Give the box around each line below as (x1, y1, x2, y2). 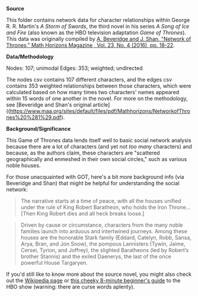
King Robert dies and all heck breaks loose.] (36, 210, 145, 217)
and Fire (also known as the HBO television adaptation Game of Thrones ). (6, 29, 187, 36)
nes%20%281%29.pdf (6, 114, 62, 121)
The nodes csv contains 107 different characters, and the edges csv (6, 76, 173, 83)
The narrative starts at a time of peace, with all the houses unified (20, 198, 181, 204)
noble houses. (6, 162, 41, 169)
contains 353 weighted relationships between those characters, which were (6, 82, 191, 89)
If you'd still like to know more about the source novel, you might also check (6, 271, 191, 278)
